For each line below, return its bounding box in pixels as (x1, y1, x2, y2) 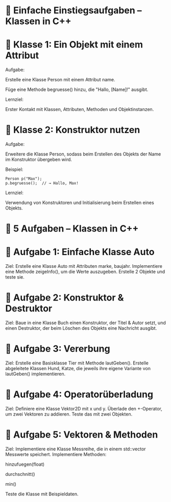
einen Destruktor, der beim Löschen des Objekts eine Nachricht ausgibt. (5, 325, 157, 331)
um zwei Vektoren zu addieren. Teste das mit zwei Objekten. (5, 411, 133, 417)
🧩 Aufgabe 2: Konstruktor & (5, 292, 124, 304)
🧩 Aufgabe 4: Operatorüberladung (5, 389, 154, 400)
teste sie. (5, 274, 25, 280)
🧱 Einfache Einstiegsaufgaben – (5, 5, 142, 16)
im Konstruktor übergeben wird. (5, 156, 72, 163)
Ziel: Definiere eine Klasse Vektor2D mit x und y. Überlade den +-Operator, (5, 406, 162, 412)
